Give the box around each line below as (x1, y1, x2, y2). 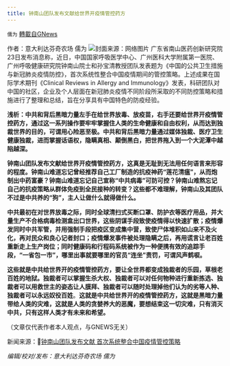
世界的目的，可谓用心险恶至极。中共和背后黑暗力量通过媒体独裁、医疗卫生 (12, 127, 223, 136)
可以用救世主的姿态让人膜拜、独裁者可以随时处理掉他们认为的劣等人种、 (18, 282, 223, 291)
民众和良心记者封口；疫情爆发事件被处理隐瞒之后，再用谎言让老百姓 (30, 234, 223, 242)
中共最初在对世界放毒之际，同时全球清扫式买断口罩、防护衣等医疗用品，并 (7, 208, 217, 216)
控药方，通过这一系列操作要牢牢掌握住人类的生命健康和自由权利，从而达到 (7, 119, 217, 127)
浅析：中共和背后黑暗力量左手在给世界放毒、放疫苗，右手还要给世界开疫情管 (7, 110, 223, 119)
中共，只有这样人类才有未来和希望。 (7, 308, 110, 316)
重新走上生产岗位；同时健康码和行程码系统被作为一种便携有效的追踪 (7, 242, 199, 250)
